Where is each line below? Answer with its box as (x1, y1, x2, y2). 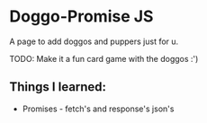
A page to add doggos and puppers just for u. (9, 36, 179, 47)
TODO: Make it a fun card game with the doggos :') (9, 53, 199, 64)
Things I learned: (9, 79, 106, 95)
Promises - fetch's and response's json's (22, 103, 175, 114)
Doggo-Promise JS (9, 6, 154, 27)
